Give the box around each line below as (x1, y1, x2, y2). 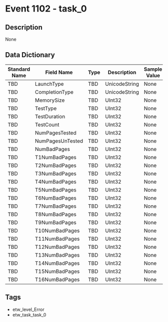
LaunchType (34, 80, 64, 87)
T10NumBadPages (34, 227, 80, 234)
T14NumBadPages (34, 259, 80, 266)
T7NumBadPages (34, 203, 76, 210)
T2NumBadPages (34, 162, 76, 169)
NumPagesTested (34, 129, 76, 136)
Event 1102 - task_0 (5, 3, 87, 15)
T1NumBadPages (34, 153, 76, 160)
